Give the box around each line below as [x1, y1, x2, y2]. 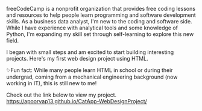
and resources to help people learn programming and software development [6, 11, 196, 19]
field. [6, 37, 19, 44]
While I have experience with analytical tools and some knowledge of [6, 24, 178, 31]
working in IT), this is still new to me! [6, 80, 97, 86]
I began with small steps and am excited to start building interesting [6, 49, 174, 56]
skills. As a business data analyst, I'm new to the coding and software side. [6, 18, 192, 25]
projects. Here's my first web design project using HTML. [6, 55, 149, 62]
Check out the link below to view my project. [6, 91, 117, 98]
